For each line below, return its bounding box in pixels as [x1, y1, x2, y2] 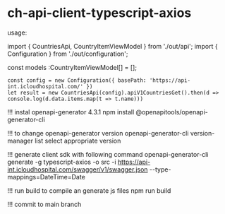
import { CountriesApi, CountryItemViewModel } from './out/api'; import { [7, 42, 218, 50]
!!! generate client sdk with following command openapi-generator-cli [7, 150, 209, 158]
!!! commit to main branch [7, 200, 82, 208]
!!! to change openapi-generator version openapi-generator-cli [7, 129, 189, 137]
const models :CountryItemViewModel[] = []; [7, 63, 138, 71]
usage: [7, 28, 28, 37]
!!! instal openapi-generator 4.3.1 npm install [7, 107, 135, 116]
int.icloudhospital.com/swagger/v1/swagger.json [7, 165, 148, 174]
